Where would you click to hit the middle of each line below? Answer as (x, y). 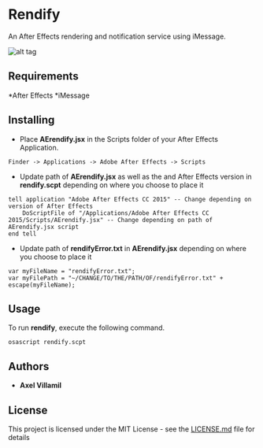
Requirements (43, 76)
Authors (29, 367)
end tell (22, 234)
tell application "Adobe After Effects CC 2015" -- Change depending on (130, 199)
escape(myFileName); (42, 285)
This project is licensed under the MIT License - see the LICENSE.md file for (131, 429)
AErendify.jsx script (44, 227)
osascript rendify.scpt (47, 342)
